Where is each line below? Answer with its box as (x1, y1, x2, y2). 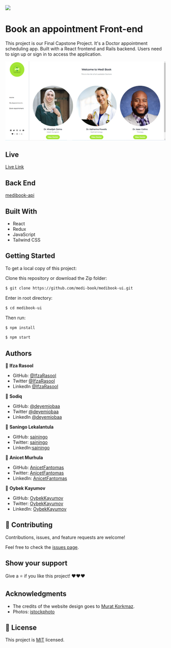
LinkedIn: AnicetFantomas (12, 475, 67, 482)
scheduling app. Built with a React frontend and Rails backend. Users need (5, 45, 162, 52)
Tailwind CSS (12, 236, 41, 243)
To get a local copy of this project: (5, 265, 77, 271)
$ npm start (5, 335, 31, 340)
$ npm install (5, 325, 36, 330)
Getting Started (5, 252, 55, 260)
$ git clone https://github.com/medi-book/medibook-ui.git (5, 285, 133, 291)
